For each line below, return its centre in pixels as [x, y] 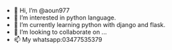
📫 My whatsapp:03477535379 [58, 40]
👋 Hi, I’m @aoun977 [42, 10]
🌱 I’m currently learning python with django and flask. [89, 25]
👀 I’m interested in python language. [65, 18]
